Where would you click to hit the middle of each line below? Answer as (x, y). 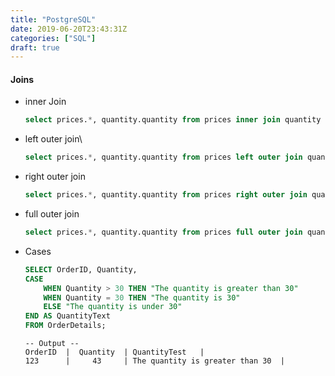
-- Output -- (52, 344)
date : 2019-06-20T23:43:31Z (69, 29)
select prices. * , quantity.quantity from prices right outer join (166, 195)
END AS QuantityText (67, 316)
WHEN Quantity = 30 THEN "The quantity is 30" (142, 297)
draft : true (35, 47)
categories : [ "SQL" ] (53, 38)
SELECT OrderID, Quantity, (81, 269)
